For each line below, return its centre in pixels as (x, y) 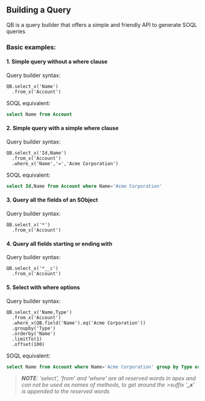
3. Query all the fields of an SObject (52, 200)
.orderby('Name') (34, 333)
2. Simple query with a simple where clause (63, 128)
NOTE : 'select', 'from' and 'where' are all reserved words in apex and (109, 378)
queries (16, 31)
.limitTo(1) (27, 339)
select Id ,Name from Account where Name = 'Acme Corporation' (85, 186)
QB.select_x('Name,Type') (39, 312)
